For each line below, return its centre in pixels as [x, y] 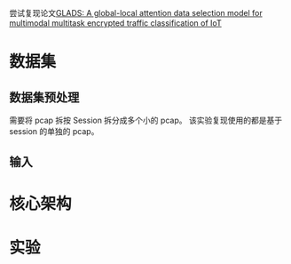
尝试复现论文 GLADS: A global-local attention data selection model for [136, 13]
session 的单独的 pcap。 [54, 131]
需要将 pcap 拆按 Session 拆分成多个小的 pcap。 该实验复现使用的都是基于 [145, 120]
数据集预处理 [44, 97]
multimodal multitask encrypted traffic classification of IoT [115, 23]
